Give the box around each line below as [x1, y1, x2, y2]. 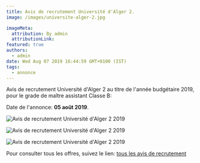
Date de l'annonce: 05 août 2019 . [6, 104, 89, 111]
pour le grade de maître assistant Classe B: [6, 92, 112, 99]
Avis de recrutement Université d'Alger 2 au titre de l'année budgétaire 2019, [6, 86, 195, 93]
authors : [6, 47, 28, 54]
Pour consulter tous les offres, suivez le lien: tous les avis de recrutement [6, 150, 187, 157]
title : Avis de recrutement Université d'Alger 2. [6, 8, 135, 15]
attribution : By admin [11, 30, 68, 36]
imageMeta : [6, 25, 33, 31]
